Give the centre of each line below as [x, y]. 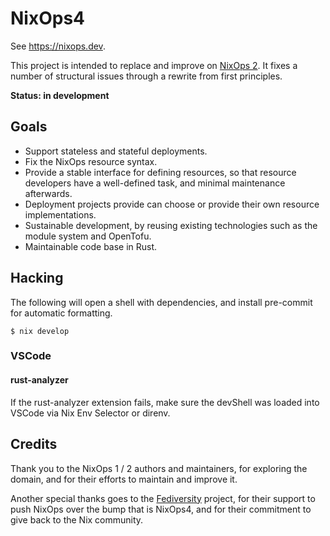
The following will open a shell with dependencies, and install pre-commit [161, 302]
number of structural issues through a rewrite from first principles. [146, 76]
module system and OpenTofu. [88, 236]
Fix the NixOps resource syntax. [91, 161]
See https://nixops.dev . [58, 46]
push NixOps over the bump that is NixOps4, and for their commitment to [161, 509]
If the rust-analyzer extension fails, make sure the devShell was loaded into [165, 402]
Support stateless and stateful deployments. [116, 151]
